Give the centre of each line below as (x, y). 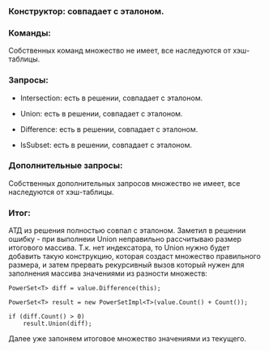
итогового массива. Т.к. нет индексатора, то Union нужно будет (119, 247)
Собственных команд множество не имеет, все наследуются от (120, 51)
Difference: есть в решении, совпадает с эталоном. (109, 129)
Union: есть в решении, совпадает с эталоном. (101, 113)
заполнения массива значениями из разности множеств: (108, 273)
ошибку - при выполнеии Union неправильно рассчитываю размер (125, 239)
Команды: (30, 32)
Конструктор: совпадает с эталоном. (86, 11)
